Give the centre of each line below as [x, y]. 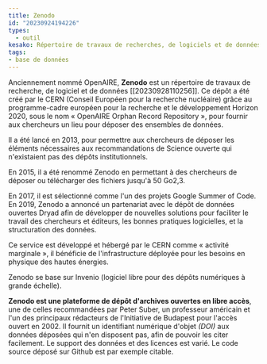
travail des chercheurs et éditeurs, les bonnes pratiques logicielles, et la [126, 221]
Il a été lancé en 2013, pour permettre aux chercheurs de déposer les [121, 140]
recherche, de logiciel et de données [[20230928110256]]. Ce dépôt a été [129, 90]
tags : [17, 52]
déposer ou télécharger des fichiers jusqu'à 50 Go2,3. [97, 180]
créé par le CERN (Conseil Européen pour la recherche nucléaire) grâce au [130, 99]
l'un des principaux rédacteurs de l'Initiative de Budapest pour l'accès [123, 317]
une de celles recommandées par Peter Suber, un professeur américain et [129, 309]
